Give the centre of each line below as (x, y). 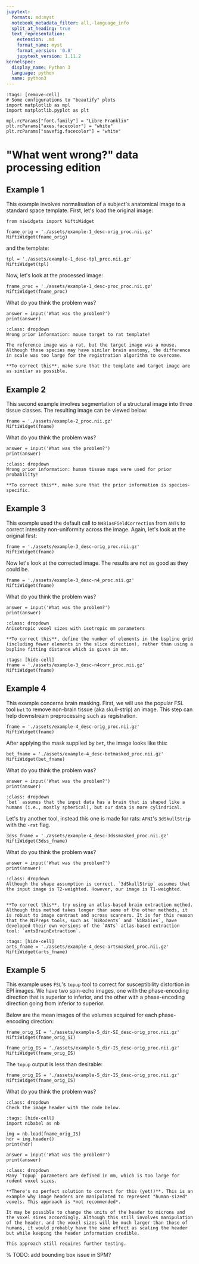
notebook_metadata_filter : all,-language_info (70, 23)
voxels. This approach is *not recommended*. (63, 1202)
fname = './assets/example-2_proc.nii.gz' (60, 421)
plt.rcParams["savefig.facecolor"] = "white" (63, 131)
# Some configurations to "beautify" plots (61, 100)
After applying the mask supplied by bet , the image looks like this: (87, 743)
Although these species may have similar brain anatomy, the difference (98, 350)
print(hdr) (20, 1144)
